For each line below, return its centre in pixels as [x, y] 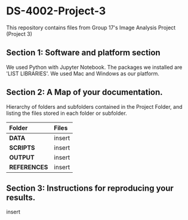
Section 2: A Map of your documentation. [84, 92]
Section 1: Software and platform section [83, 53]
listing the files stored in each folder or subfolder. [67, 113]
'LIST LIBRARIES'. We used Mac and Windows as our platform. [83, 74]
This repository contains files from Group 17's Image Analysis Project [91, 27]
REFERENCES [29, 167]
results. [21, 198]
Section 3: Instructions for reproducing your [90, 188]
